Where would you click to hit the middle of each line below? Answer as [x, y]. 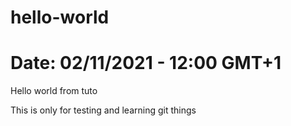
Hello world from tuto [54, 91]
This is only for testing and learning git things [103, 110]
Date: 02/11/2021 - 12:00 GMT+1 [146, 63]
